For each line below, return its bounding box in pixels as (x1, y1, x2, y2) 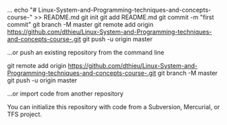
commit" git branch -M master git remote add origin (7, 21, 153, 28)
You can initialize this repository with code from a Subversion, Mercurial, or (7, 103, 220, 111)
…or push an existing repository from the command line (7, 48, 164, 56)
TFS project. (7, 110, 43, 118)
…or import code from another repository (7, 89, 124, 98)
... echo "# (7, 6, 37, 14)
